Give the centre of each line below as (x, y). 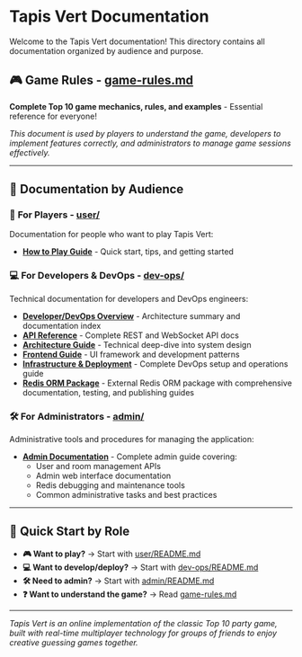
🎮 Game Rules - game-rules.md (102, 80)
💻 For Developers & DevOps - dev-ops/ (97, 276)
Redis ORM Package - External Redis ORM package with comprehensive (157, 383)
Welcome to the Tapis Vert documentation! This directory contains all (137, 41)
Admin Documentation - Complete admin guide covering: (130, 457)
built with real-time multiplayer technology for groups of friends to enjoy (143, 633)
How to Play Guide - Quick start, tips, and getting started (128, 252)
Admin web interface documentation (103, 476)
